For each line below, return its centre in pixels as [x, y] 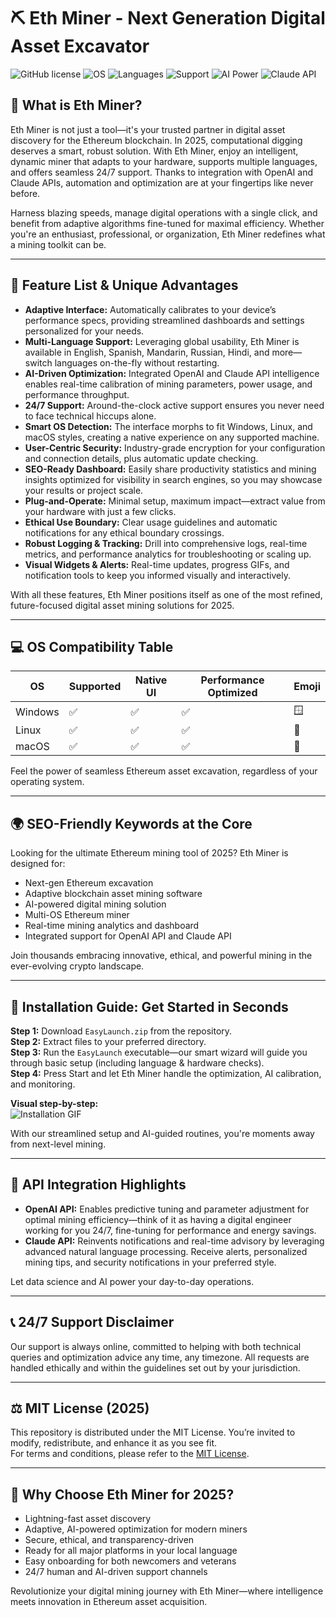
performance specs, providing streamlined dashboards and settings [164, 320]
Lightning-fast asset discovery [88, 1519]
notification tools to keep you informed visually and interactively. [157, 575]
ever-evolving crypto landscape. [77, 966]
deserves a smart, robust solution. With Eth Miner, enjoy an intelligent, [154, 151]
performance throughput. [77, 394]
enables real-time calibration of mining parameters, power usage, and [168, 384]
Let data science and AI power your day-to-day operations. [132, 1281]
